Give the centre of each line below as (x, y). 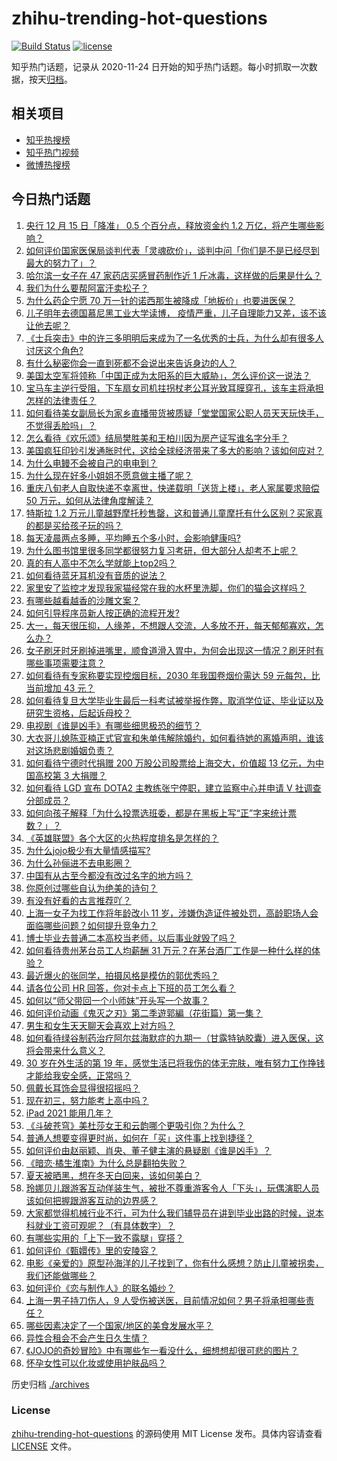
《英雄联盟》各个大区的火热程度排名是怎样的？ (122, 838)
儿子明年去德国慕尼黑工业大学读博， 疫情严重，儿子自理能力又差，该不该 (176, 313)
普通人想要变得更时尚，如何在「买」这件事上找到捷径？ (139, 1138)
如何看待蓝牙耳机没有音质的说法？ (96, 575)
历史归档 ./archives (50, 1384)
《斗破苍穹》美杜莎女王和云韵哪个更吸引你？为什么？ (135, 1125)
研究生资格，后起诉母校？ (78, 713)
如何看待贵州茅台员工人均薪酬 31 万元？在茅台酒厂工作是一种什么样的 (169, 950)
